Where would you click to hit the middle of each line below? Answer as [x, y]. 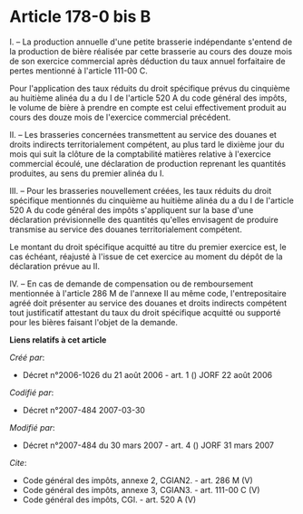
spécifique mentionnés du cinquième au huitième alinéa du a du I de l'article [152, 200]
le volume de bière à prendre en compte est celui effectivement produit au [148, 107]
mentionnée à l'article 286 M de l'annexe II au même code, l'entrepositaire [148, 293]
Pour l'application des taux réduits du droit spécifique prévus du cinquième [150, 88]
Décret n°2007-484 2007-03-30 [83, 410]
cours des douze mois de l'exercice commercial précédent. [120, 117]
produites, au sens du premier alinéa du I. [87, 173]
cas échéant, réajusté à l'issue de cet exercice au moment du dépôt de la [146, 257]
